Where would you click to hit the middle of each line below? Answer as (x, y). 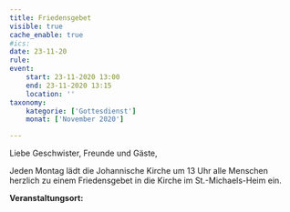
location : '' (51, 94)
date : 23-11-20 (38, 52)
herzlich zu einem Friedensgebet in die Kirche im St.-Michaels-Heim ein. (146, 181)
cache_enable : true (47, 35)
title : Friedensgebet (51, 18)
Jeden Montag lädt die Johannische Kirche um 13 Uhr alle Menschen (139, 171)
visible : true (36, 26)
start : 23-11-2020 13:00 (73, 77)
